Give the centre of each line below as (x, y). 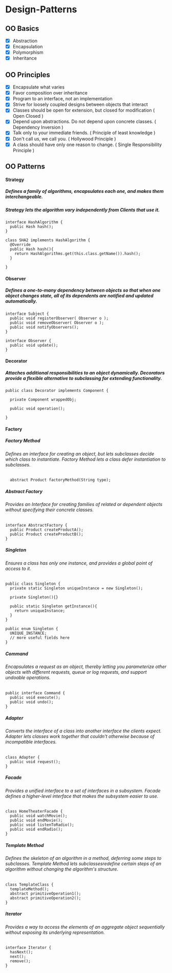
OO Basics (22, 29)
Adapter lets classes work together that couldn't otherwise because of (80, 736)
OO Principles (28, 75)
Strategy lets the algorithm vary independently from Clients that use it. (83, 210)
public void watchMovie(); (39, 816)
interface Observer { (28, 340)
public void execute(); (35, 697)
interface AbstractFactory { (36, 525)
